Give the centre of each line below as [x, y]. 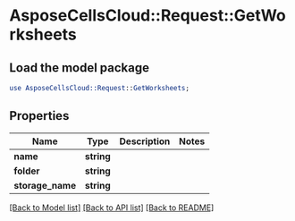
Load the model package [80, 68]
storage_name [45, 185]
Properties [39, 116]
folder [27, 171]
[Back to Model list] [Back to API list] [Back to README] [112, 208]
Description [145, 141]
